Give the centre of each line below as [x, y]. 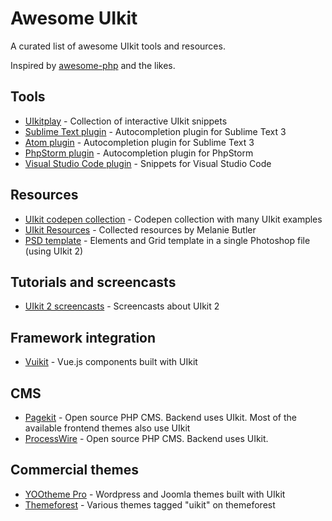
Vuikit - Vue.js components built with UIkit [111, 362]
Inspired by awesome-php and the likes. [93, 65]
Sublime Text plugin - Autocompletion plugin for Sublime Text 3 [155, 131]
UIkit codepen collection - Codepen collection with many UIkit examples [173, 219]
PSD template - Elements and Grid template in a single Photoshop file [167, 240]
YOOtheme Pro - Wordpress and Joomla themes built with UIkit [155, 494]
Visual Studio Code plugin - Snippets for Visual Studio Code [148, 163]
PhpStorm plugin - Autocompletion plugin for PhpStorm [139, 153]
